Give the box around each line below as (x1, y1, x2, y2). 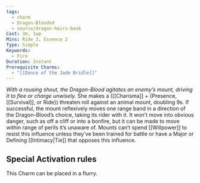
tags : (6, 8, 20, 15)
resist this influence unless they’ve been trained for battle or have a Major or (6, 131, 194, 138)
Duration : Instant (6, 58, 52, 64)
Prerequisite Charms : (6, 64, 60, 70)
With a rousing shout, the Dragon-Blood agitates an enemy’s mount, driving (6, 86, 193, 93)
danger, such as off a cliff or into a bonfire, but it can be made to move (6, 117, 180, 125)
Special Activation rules (6, 154, 97, 164)
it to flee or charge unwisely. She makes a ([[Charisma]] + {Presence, (6, 92, 177, 100)
